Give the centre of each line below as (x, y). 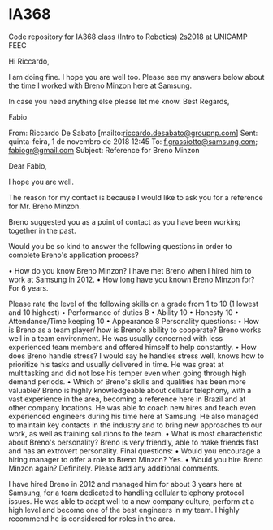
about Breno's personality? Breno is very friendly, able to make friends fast (134, 442)
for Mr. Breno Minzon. (45, 206)
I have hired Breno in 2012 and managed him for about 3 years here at (125, 484)
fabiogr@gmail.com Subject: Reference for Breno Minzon (104, 150)
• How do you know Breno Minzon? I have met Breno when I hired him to (130, 270)
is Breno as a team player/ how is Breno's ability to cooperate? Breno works (135, 330)
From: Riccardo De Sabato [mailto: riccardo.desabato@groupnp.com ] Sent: (133, 133)
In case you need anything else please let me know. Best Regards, (119, 101)
